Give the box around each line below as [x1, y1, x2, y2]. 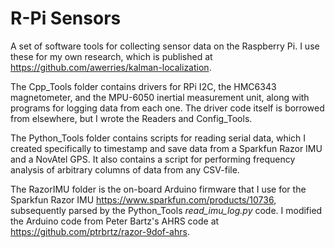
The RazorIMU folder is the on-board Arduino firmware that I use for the [10, 183, 307, 195]
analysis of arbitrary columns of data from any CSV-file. [10, 163, 240, 176]
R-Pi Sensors [10, 7, 122, 30]
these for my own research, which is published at [10, 50, 213, 62]
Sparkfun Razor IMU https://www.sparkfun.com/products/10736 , [10, 193, 277, 206]
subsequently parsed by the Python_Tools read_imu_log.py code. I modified [10, 204, 323, 216]
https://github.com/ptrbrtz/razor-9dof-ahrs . [10, 225, 190, 237]
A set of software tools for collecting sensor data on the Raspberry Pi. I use [10, 40, 320, 52]
